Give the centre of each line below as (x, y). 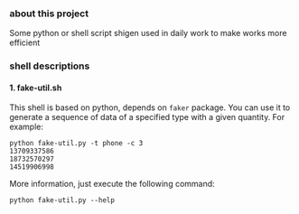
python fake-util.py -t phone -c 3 (76, 144)
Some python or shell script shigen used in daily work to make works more (148, 33)
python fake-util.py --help (62, 200)
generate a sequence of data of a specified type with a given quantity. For (147, 117)
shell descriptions (50, 66)
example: (26, 127)
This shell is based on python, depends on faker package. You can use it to (150, 107)
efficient (25, 42)
